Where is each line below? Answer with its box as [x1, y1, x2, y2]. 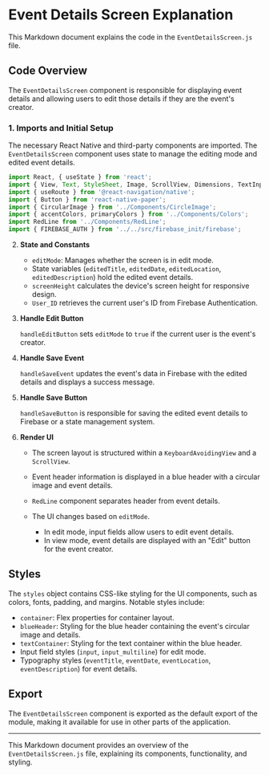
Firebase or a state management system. [19, 417, 155, 427]
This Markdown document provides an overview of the [8, 740, 189, 749]
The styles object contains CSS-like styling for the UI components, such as [8, 588, 258, 598]
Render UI [19, 432, 54, 442]
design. [31, 290, 57, 299]
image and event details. [31, 481, 114, 490]
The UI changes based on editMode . [31, 512, 151, 521]
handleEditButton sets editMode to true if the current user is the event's [19, 329, 256, 339]
